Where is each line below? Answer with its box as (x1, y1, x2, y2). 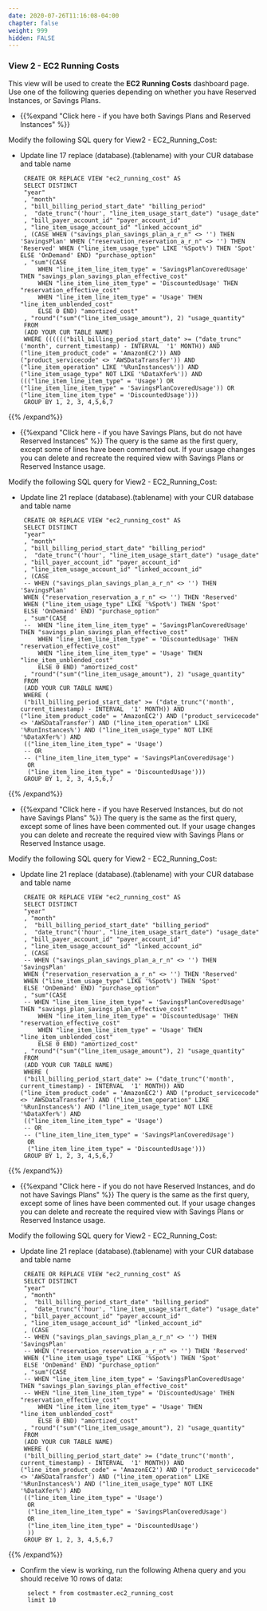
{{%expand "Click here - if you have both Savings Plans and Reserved (19, 111, 251, 121)
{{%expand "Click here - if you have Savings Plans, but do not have (19, 427, 242, 437)
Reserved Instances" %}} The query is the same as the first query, (19, 436, 238, 446)
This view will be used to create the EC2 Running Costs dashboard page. (8, 78, 249, 88)
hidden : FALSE (8, 34, 56, 42)
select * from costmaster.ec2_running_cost (27, 1589, 174, 1597)
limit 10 (27, 1596, 57, 1604)
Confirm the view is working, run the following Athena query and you (19, 1565, 246, 1574)
